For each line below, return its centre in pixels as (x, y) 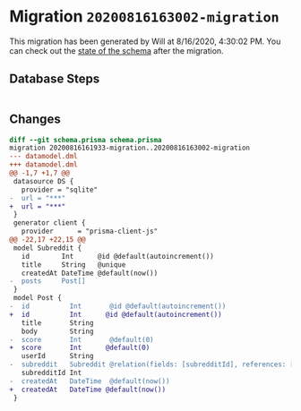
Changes (35, 120)
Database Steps (55, 79)
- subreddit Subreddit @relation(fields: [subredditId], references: (148, 364)
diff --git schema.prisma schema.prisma (86, 140)
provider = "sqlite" (60, 190)
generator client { (50, 223)
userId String (57, 356)
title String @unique (73, 265)
